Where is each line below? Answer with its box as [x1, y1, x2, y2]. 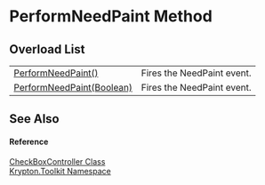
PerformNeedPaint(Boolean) [13, 82, 133, 93]
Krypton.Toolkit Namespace [9, 165, 111, 176]
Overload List [9, 42, 85, 57]
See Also [9, 111, 60, 126]
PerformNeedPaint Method [9, 6, 213, 27]
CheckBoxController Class [9, 156, 106, 166]
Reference [9, 136, 49, 147]
